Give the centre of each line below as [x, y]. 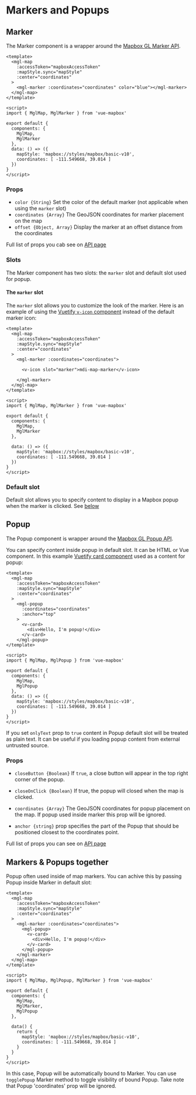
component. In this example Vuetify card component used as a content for [96, 556]
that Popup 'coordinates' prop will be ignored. [61, 1086]
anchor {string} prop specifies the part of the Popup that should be [97, 826]
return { [27, 1032]
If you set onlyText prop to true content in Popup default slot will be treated [97, 733]
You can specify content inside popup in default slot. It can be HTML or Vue [97, 550]
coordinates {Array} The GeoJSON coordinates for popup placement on [102, 808]
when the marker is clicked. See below [53, 506]
